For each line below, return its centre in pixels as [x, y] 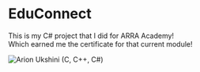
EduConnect [50, 14]
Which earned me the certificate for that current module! [100, 44]
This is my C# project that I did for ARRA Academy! [91, 36]
